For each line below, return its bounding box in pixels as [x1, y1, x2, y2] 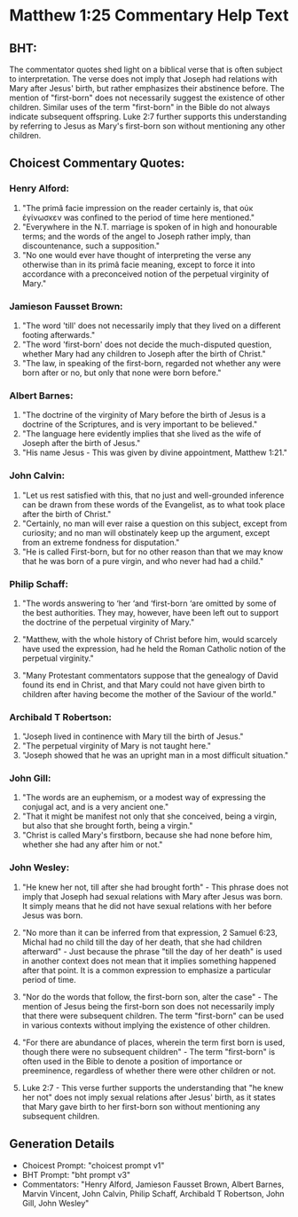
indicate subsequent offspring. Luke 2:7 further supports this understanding [9, 112, 287, 122]
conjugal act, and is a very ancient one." [21, 802, 169, 813]
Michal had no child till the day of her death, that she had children [21, 937, 263, 947]
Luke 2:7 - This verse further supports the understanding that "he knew [21, 1082, 284, 1093]
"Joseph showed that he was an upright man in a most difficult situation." [21, 750, 289, 761]
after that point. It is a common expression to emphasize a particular [21, 964, 272, 976]
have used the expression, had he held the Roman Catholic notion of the [21, 643, 286, 654]
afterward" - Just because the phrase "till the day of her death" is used [21, 946, 282, 956]
